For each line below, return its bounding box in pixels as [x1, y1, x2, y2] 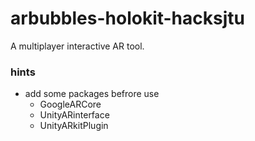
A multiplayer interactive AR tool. [10, 40, 145, 52]
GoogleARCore [39, 98, 102, 111]
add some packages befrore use [24, 88, 160, 100]
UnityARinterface [39, 109, 110, 121]
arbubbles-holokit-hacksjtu [10, 7, 245, 30]
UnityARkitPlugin [39, 120, 109, 132]
